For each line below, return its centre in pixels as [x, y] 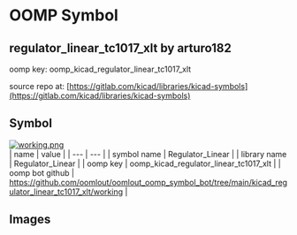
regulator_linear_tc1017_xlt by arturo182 [120, 48]
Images [30, 220]
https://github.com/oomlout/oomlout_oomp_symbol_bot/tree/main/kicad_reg [148, 182]
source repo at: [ [39, 86]
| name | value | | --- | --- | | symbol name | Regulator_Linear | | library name [148, 154]
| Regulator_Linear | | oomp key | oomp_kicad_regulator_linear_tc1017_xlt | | [145, 163]
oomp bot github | [42, 172]
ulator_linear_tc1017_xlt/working [66, 192]
